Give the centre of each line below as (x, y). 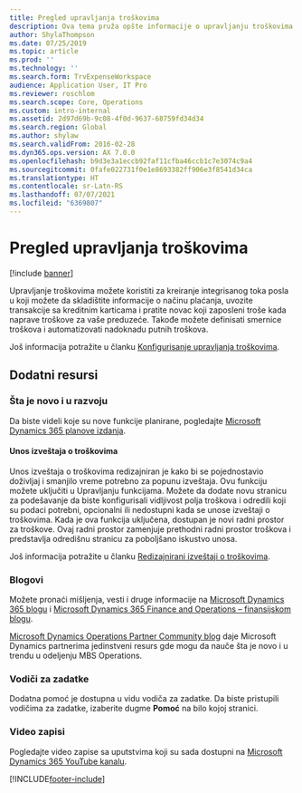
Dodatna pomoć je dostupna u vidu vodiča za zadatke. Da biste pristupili (144, 699)
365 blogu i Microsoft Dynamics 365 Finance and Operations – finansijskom (151, 609)
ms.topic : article (44, 52)
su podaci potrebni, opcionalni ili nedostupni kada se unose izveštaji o (140, 509)
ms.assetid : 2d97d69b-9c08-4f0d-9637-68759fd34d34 (107, 119)
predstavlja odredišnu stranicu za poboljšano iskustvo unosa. (123, 538)
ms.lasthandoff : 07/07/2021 (62, 195)
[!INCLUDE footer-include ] (57, 778)
